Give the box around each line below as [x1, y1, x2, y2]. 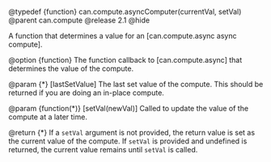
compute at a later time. [8, 112, 87, 122]
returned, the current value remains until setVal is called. [8, 145, 198, 154]
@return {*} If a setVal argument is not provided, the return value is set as [8, 128, 256, 137]
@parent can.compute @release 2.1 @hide [8, 15, 150, 25]
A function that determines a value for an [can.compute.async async [8, 31, 237, 40]
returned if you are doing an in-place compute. [8, 88, 164, 98]
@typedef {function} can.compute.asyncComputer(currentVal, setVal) [8, 7, 242, 16]
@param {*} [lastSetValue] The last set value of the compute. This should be [8, 80, 264, 89]
